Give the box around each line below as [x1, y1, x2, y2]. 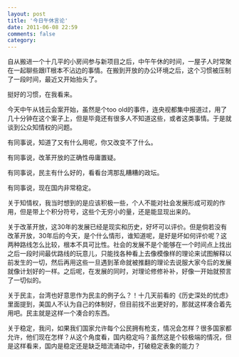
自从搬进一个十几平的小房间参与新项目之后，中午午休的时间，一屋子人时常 [7, 58, 225, 66]
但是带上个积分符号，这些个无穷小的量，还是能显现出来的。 [19, 208, 194, 216]
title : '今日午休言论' [7, 17, 68, 24]
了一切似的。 [7, 276, 45, 284]
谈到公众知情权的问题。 [7, 123, 76, 132]
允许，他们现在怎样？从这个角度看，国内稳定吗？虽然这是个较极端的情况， [7, 333, 225, 341]
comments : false [7, 30, 55, 38]
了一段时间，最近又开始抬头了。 [7, 75, 101, 84]
